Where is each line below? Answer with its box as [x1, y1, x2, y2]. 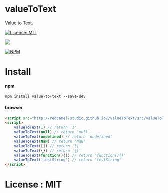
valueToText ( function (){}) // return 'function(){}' [14, 153, 126, 158]
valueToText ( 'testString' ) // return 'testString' [14, 157, 122, 163]
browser [5, 104, 23, 110]
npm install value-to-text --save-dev [5, 94, 86, 99]
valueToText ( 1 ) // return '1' [14, 125, 77, 130]
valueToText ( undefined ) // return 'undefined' [14, 134, 113, 139]
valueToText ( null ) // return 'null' [14, 130, 91, 135]
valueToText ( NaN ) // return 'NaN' [14, 139, 86, 144]
